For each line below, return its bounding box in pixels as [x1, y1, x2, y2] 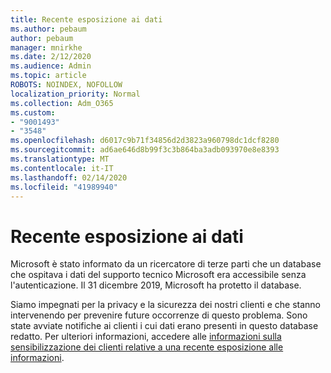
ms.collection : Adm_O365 [10, 98, 114, 108]
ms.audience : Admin [10, 61, 92, 71]
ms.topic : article [10, 71, 87, 81]
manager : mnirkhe [10, 42, 83, 53]
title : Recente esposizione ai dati [10, 14, 163, 25]
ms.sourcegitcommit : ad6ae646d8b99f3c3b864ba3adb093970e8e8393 [10, 145, 280, 155]
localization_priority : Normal [10, 89, 141, 99]
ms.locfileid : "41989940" [10, 182, 118, 192]
